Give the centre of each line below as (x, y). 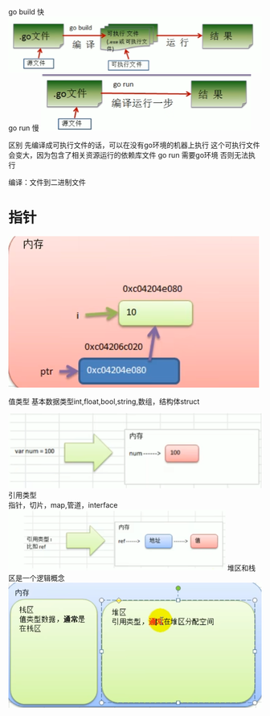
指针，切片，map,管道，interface (63, 505)
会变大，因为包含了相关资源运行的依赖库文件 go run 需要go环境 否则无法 (129, 155)
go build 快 (27, 12)
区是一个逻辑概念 (37, 578)
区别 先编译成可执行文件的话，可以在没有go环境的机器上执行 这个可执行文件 (134, 145)
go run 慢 (24, 128)
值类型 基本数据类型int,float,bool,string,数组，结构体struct (104, 401)
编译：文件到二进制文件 (47, 183)
